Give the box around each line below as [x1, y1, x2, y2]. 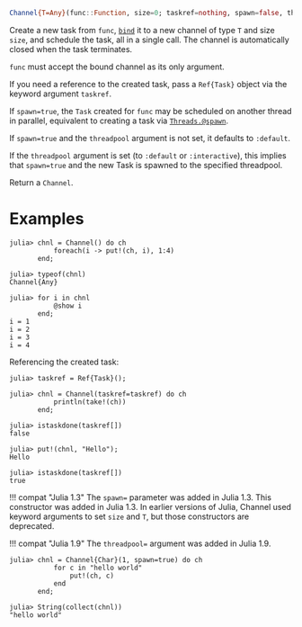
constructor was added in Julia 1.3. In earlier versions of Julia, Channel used [9, 501, 292, 512]
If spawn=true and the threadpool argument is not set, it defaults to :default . [9, 132, 290, 143]
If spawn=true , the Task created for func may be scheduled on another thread [9, 105, 292, 116]
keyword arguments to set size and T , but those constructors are [9, 511, 250, 522]
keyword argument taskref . [9, 88, 112, 99]
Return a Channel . [9, 176, 74, 188]
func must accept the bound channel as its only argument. [9, 61, 225, 72]
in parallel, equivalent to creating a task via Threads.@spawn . [9, 115, 229, 126]
